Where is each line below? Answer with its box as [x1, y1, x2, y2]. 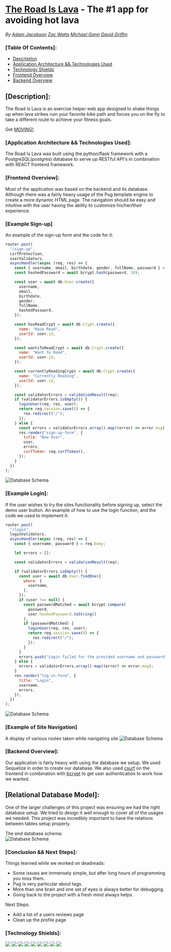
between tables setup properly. [5, 820, 71, 826]
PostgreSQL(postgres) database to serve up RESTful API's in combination [5, 156, 160, 162]
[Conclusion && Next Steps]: [5, 848, 77, 856]
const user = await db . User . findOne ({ [18, 573, 101, 579]
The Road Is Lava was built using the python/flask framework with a [5, 151, 148, 157]
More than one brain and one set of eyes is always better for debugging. [12, 886, 164, 892]
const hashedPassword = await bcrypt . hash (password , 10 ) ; [14, 270, 140, 275]
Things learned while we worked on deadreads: [5, 860, 105, 866]
